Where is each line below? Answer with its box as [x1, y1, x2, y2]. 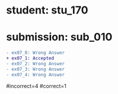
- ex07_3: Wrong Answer [6, 66, 65, 72]
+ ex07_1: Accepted [6, 55, 55, 61]
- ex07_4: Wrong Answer [6, 72, 65, 78]
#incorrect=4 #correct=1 [6, 82, 66, 89]
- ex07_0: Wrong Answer [6, 50, 65, 56]
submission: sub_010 [6, 31, 113, 44]
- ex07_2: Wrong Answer [6, 61, 65, 66]
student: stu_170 [6, 4, 88, 17]
